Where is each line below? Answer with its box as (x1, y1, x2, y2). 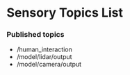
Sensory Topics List (6, 5, 123, 21)
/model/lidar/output (16, 53, 72, 61)
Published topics (6, 30, 65, 40)
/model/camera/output (16, 60, 81, 69)
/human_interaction (16, 45, 72, 53)
